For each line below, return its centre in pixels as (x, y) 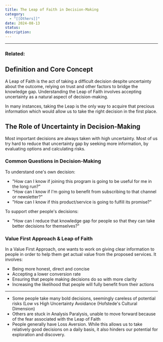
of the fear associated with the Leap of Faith (56, 319)
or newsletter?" (27, 197)
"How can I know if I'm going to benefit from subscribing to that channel (84, 191)
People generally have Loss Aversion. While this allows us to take (77, 324)
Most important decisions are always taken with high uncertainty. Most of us (81, 138)
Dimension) (24, 309)
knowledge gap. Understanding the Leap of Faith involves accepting (73, 91)
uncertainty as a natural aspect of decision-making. (57, 97)
